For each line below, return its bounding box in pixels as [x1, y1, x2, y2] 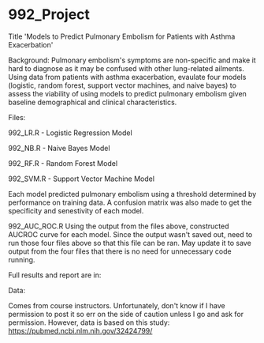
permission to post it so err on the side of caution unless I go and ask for [8, 309, 244, 318]
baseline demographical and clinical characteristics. [8, 97, 177, 107]
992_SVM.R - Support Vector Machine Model [8, 174, 155, 183]
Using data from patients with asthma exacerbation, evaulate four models [8, 72, 247, 81]
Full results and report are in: [8, 270, 102, 280]
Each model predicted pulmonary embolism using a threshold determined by [8, 189, 257, 198]
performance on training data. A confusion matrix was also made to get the [8, 198, 252, 207]
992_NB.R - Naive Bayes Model [8, 143, 110, 153]
